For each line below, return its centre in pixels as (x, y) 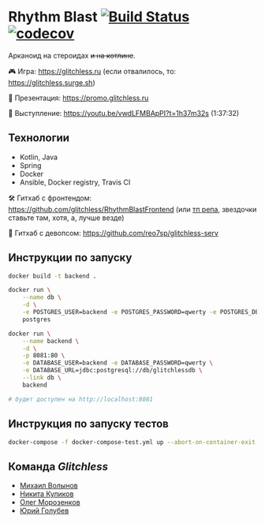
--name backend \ (51, 341)
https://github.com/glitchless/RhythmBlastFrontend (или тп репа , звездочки (132, 209)
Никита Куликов (47, 494)
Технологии (39, 138)
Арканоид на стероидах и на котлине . (72, 55)
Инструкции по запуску (70, 258)
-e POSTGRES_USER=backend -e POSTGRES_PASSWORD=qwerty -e (119, 312)
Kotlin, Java (38, 157)
